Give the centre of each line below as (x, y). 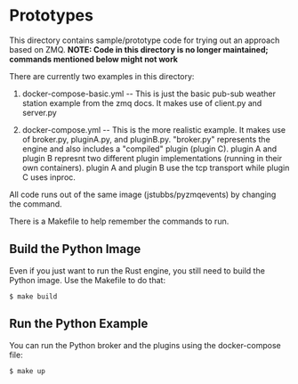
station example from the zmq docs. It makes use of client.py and (142, 102)
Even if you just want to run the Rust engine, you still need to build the (137, 270)
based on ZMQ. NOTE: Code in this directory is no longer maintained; (139, 49)
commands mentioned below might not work (93, 59)
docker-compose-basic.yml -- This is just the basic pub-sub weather (149, 94)
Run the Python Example (79, 324)
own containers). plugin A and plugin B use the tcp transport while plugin (156, 167)
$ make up (28, 371)
